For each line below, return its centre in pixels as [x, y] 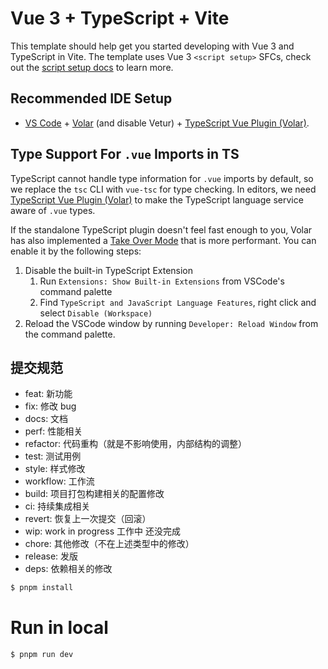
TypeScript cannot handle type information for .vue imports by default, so [162, 178]
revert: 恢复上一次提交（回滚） [88, 519]
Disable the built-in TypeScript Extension [109, 270]
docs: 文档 [46, 419]
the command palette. [70, 334]
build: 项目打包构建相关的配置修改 [94, 494]
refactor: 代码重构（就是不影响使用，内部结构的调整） [135, 444]
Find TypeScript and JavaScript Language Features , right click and [178, 302]
